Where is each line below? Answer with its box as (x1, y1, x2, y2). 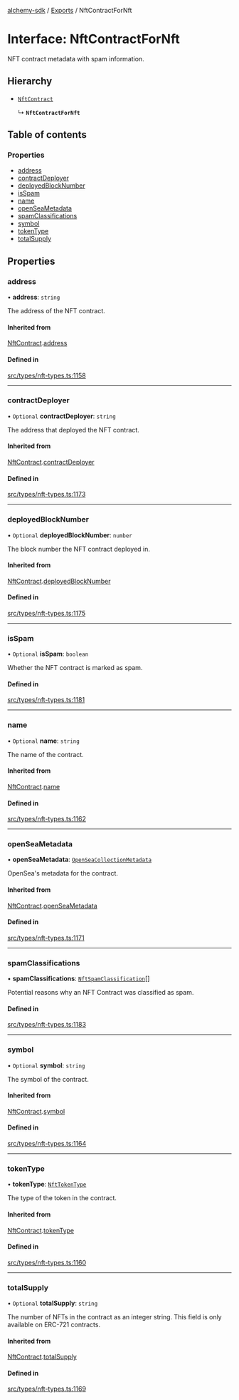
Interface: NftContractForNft (7, 31, 180, 47)
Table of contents (7, 128, 87, 141)
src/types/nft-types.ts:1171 (7, 933, 85, 942)
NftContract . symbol (7, 1107, 65, 1115)
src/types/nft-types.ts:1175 (7, 609, 86, 617)
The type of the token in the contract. (7, 1194, 117, 1202)
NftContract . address (7, 339, 68, 348)
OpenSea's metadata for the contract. (7, 869, 119, 878)
